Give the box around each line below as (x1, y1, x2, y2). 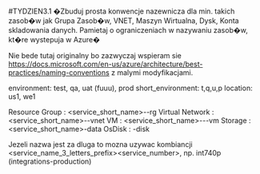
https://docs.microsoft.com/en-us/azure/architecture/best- (8, 59, 203, 69)
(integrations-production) (8, 156, 92, 166)
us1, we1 (8, 92, 36, 101)
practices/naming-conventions (8, 68, 110, 77)
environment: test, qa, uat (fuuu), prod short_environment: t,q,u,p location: (8, 83, 254, 93)
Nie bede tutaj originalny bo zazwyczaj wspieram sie (8, 51, 182, 60)
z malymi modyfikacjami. (110, 68, 194, 77)
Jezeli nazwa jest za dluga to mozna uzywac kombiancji (8, 140, 194, 149)
